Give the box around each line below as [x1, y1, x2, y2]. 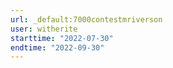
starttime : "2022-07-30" [10, 33, 114, 43]
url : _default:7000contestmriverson [10, 14, 163, 25]
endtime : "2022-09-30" [10, 42, 105, 53]
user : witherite [10, 24, 78, 34]
